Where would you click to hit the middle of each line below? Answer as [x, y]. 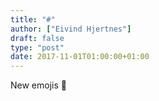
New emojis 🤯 [38, 85]
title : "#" [33, 19]
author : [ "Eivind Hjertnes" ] [71, 29]
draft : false [37, 38]
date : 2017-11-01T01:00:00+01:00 [80, 57]
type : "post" [37, 47]
